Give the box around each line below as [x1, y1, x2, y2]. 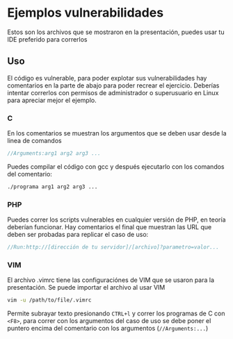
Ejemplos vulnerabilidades [7, 5, 164, 21]
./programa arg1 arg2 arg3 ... [7, 183, 98, 190]
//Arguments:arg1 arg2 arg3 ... [7, 150, 101, 157]
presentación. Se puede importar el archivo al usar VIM [7, 283, 166, 292]
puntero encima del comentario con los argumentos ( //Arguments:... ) [7, 324, 209, 333]
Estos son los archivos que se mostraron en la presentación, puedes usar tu [7, 28, 225, 36]
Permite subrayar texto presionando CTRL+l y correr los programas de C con [7, 309, 225, 317]
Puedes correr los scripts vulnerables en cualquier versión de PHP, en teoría [7, 215, 226, 224]
